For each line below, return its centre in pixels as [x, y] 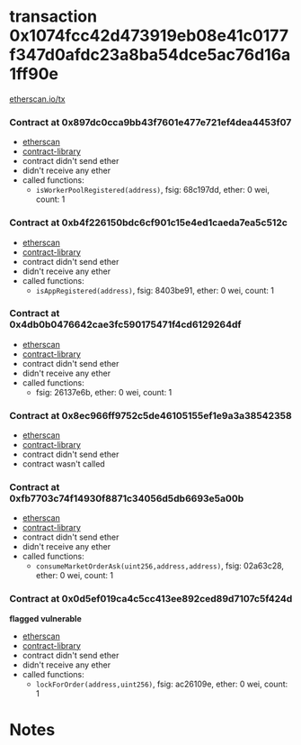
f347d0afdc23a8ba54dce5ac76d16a [150, 55]
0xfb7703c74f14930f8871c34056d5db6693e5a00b [127, 499]
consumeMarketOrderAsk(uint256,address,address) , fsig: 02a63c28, [160, 566]
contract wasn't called [63, 464]
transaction [53, 17]
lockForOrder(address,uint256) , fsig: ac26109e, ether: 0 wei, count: [162, 684]
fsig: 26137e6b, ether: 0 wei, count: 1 [104, 392]
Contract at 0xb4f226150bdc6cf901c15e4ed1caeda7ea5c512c [148, 223]
